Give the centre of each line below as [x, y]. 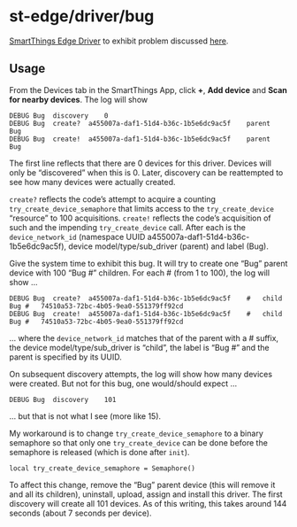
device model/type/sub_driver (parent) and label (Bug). [169, 246]
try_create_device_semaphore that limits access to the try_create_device [141, 208]
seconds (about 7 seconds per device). [80, 513]
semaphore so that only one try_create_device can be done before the [138, 442]
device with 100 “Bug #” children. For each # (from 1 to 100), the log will [140, 273]
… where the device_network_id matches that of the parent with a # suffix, [144, 337]
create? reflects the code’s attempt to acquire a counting [113, 199]
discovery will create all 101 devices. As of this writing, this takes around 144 [148, 503]
